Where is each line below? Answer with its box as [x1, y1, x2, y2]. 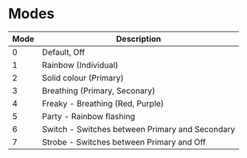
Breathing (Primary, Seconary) [42, 85, 156, 96]
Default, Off [42, 47, 85, 58]
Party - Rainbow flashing [42, 111, 136, 122]
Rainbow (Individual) [42, 59, 119, 70]
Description [116, 33, 161, 44]
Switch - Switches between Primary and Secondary [42, 123, 236, 134]
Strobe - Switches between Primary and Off [42, 136, 206, 147]
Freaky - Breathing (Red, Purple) [42, 98, 165, 109]
